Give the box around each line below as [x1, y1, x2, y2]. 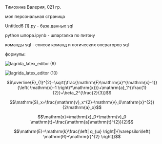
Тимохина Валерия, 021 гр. [5, 4, 61, 10]
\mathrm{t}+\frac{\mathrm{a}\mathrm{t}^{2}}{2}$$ [30, 119, 134, 125]
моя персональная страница [5, 14, 65, 19]
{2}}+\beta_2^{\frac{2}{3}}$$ [52, 90, 112, 95]
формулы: [5, 51, 26, 57]
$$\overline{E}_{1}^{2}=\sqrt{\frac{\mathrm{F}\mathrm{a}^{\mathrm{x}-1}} [6, 80, 158, 85]
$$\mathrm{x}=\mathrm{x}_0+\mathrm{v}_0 [37, 114, 127, 120]
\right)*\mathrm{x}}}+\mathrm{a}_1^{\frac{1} [58, 85, 147, 90]
